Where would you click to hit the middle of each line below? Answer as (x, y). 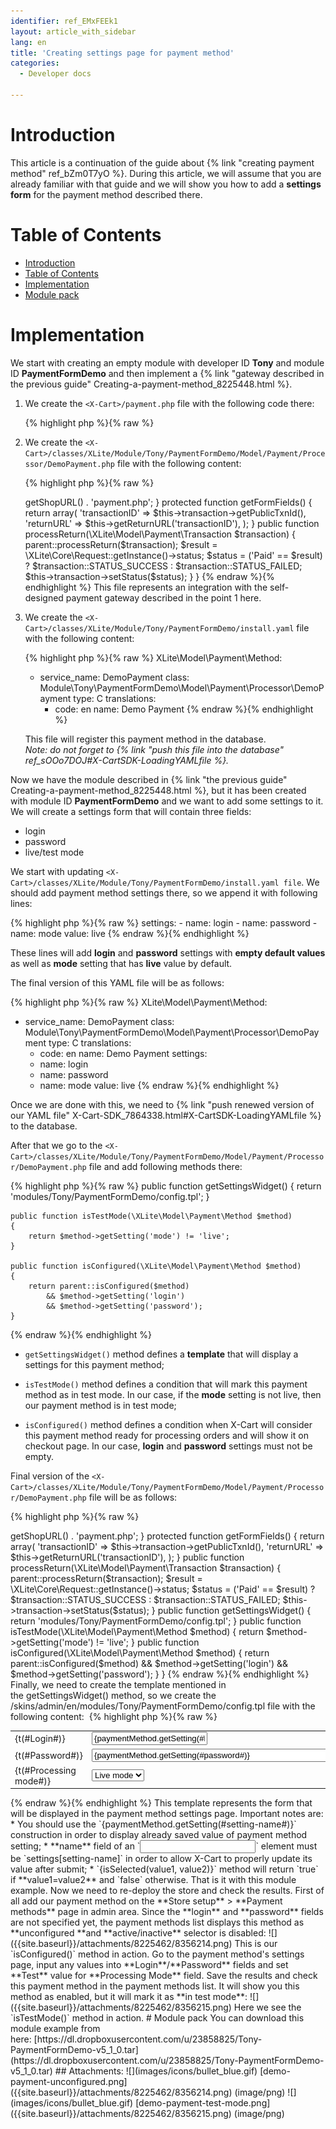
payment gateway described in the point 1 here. (163, 597)
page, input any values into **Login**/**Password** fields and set (149, 1965)
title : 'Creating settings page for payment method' (122, 53)
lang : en (28, 42)
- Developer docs (55, 74)
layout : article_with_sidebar (73, 31)
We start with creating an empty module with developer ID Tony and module (167, 362)
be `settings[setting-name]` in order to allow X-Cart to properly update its (161, 1859)
